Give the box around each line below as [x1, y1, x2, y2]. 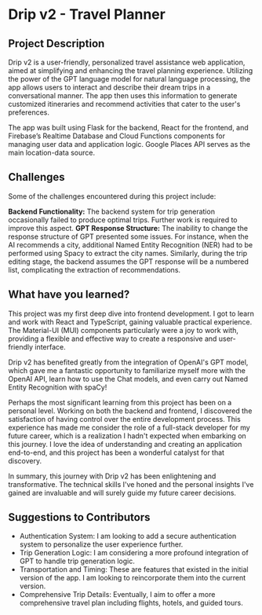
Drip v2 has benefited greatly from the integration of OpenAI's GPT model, [8, 357, 249, 367]
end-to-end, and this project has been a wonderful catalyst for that [8, 448, 225, 457]
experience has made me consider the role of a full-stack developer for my [8, 423, 251, 432]
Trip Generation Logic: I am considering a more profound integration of [19, 548, 249, 558]
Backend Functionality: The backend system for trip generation [8, 207, 216, 216]
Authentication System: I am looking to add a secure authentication [19, 532, 237, 541]
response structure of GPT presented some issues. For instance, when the [8, 232, 249, 241]
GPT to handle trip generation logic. [19, 556, 135, 566]
